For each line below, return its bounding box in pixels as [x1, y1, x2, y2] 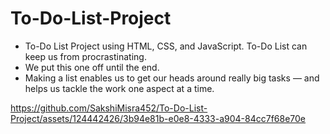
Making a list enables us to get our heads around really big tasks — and [24, 72, 320, 84]
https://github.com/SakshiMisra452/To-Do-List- [10, 102, 208, 114]
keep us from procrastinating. [24, 50, 147, 62]
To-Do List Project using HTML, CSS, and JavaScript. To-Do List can [24, 40, 308, 52]
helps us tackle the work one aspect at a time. [24, 82, 215, 94]
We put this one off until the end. [24, 61, 160, 73]
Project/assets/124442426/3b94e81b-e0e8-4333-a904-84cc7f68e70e [10, 112, 307, 124]
